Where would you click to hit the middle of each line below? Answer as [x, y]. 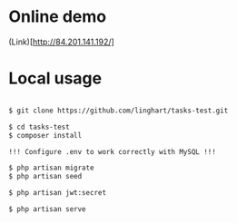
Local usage [55, 78]
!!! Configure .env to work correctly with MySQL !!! [113, 151]
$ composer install [45, 135]
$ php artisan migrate [51, 168]
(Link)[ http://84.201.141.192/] [61, 42]
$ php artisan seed [45, 177]
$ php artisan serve [48, 209]
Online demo [57, 17]
